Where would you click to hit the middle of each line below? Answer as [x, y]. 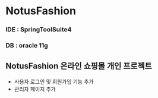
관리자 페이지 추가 [35, 89]
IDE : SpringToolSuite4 [39, 30]
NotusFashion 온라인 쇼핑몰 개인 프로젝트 [79, 66]
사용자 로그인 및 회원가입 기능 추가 [54, 81]
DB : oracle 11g [27, 46]
